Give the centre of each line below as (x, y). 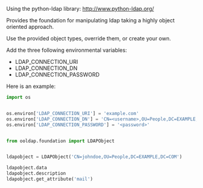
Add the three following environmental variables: (67, 50)
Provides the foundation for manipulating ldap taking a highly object (91, 20)
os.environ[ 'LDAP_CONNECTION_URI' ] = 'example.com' (72, 113)
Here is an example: (31, 86)
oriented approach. (30, 27)
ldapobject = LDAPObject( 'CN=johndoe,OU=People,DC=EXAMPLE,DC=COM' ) (94, 157)
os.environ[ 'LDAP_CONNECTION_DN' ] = (52, 119)
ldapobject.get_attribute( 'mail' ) (50, 179)
